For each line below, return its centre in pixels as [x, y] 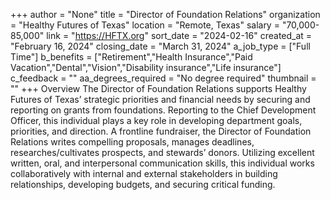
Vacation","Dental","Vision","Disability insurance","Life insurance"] [146, 67]
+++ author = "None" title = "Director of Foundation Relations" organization [165, 14]
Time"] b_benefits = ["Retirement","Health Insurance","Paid [131, 57]
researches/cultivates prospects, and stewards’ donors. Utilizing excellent [162, 152]
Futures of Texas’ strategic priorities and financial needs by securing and [160, 99]
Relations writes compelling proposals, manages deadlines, [132, 142]
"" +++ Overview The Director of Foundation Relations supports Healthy [158, 88]
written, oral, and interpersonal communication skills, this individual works [162, 163]
